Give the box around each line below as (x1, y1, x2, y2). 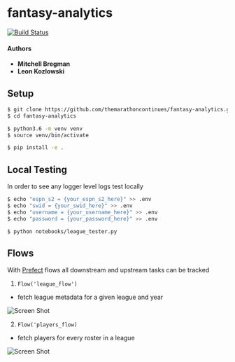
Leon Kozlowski (17, 67, 65, 76)
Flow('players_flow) (17, 321, 78, 328)
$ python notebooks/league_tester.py (7, 228, 117, 235)
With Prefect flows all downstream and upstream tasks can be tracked (7, 266, 210, 274)
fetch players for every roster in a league (17, 334, 135, 342)
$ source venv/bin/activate (7, 132, 90, 139)
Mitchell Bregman (17, 60, 71, 68)
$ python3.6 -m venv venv (7, 125, 83, 132)
